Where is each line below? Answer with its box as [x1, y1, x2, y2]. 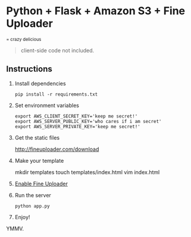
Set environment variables [14, 102, 79, 109]
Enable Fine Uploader [14, 180, 68, 187]
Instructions [6, 64, 52, 74]
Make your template [14, 157, 64, 164]
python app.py [14, 203, 50, 209]
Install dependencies [14, 80, 67, 87]
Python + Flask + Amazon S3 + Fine [6, 4, 186, 18]
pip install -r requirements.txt [14, 91, 98, 97]
